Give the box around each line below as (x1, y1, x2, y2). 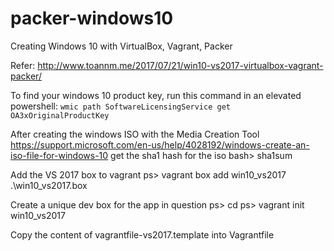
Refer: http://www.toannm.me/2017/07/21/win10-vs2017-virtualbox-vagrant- (10, 59, 324, 71)
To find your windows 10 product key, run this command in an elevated (10, 89, 302, 101)
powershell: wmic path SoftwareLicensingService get (10, 100, 231, 112)
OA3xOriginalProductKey (10, 110, 110, 121)
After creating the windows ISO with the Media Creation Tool (10, 128, 260, 140)
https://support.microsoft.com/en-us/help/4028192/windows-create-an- (10, 138, 310, 151)
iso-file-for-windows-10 (10, 149, 109, 161)
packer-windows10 (10, 7, 174, 30)
